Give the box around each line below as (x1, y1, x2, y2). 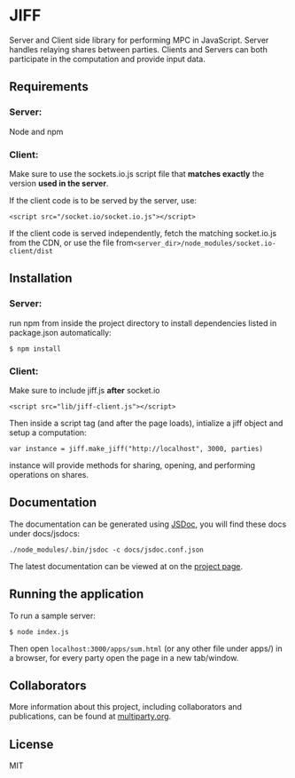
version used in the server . (9, 178, 109, 188)
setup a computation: (9, 427, 87, 438)
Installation (9, 271, 73, 286)
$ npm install (9, 344, 62, 353)
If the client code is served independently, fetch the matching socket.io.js (9, 227, 277, 238)
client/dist (9, 246, 53, 256)
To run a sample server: (9, 610, 96, 621)
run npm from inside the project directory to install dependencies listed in (9, 317, 277, 329)
